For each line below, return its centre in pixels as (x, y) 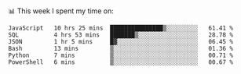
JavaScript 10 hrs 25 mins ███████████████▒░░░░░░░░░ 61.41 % (121, 28)
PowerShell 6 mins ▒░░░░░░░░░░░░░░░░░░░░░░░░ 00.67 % (121, 62)
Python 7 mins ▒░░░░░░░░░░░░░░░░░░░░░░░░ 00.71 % (121, 55)
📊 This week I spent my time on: (61, 11)
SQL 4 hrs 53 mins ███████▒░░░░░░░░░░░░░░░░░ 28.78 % (121, 35)
